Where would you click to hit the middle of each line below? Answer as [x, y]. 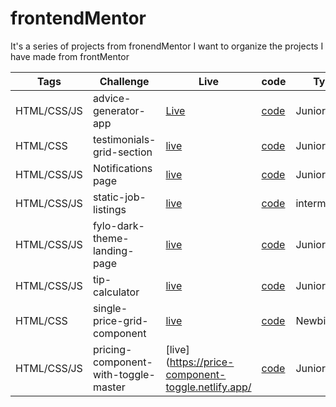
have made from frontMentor [70, 56]
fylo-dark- [118, 225]
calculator [116, 292]
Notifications [122, 168]
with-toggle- [124, 374]
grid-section [122, 152]
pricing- [112, 349]
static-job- [119, 197]
